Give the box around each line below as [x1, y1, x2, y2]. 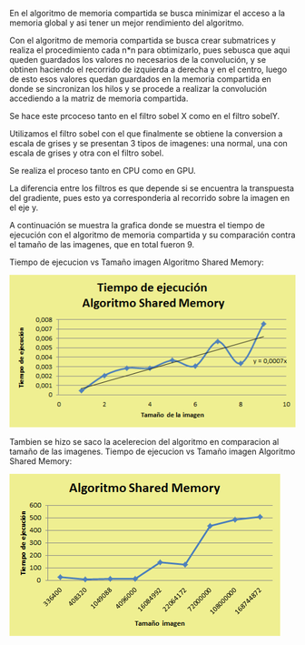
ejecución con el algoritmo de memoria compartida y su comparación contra [9, 229, 296, 240]
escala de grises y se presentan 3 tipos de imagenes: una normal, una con [9, 138, 288, 148]
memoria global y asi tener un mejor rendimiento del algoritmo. [9, 17, 245, 28]
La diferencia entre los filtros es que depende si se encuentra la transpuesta [9, 183, 295, 194]
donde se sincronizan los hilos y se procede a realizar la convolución [9, 84, 268, 94]
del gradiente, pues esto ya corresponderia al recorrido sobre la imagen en [9, 193, 290, 203]
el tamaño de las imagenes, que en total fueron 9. [9, 239, 195, 249]
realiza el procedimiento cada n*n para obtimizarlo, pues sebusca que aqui [9, 45, 290, 55]
